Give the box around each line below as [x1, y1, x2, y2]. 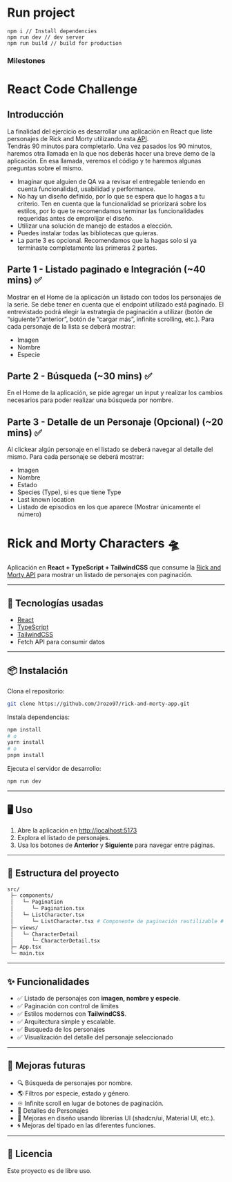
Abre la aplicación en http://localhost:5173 [17, 826, 137, 835]
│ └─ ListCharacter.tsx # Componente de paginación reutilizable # [10, 918, 224, 925]
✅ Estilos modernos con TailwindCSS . [17, 1010, 126, 1018]
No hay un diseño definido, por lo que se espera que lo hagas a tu [17, 192, 205, 200]
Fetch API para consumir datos [17, 638, 106, 646]
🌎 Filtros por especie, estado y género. [17, 1089, 130, 1098]
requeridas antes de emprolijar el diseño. [17, 214, 134, 222]
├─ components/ [10, 892, 54, 899]
